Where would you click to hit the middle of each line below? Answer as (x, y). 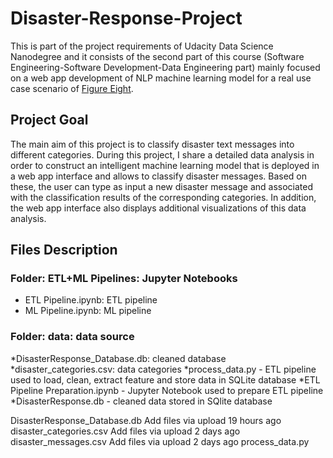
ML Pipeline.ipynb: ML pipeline (88, 311)
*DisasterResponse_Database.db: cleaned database (118, 358)
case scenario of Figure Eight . (72, 88)
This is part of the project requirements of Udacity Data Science (142, 46)
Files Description (64, 250)
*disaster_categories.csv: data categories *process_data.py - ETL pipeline (163, 369)
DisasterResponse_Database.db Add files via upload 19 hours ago (146, 420)
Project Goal (49, 120)
